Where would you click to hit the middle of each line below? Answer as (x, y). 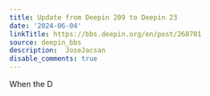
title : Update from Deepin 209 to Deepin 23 (93, 17)
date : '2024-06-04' (46, 26)
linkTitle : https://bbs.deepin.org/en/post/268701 (105, 34)
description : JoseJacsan (57, 51)
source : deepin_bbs (46, 42)
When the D (31, 84)
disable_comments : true (54, 59)
